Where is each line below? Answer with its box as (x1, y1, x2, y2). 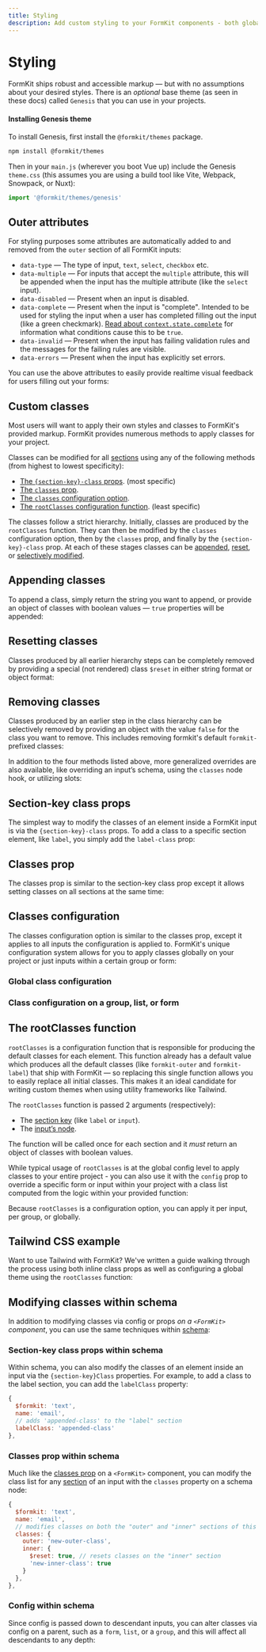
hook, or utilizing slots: (8, 774, 82, 783)
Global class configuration (8, 976, 112, 987)
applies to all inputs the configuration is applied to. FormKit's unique (8, 939, 230, 949)
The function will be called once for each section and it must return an (8, 1139, 237, 1148)
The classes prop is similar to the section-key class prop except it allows (8, 878, 245, 888)
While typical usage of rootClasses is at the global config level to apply (8, 1163, 240, 1172)
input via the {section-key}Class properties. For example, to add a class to (8, 1371, 252, 1380)
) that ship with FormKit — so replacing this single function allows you (25, 1068, 253, 1077)
